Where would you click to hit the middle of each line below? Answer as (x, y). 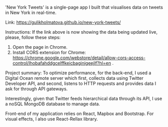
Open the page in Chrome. (40, 47)
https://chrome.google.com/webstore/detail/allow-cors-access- (79, 58)
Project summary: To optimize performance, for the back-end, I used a (78, 73)
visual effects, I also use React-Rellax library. (52, 119)
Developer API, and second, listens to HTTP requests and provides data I (81, 83)
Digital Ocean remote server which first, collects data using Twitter (74, 78)
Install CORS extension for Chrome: (49, 52)
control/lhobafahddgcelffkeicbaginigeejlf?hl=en (62, 63)
